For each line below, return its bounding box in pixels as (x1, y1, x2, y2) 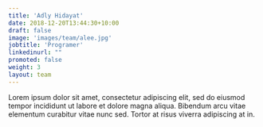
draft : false (8, 26, 52, 34)
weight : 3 (8, 63, 41, 71)
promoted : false (8, 56, 62, 64)
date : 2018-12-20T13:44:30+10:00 (8, 19, 120, 27)
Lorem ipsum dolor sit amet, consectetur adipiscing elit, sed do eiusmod (8, 92, 245, 102)
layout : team (8, 71, 52, 79)
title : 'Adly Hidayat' (8, 11, 84, 20)
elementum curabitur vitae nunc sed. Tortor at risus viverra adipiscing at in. (8, 109, 255, 119)
